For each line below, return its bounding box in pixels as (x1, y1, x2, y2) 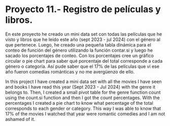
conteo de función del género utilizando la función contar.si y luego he (5, 47, 153, 53)
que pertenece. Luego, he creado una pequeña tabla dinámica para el (5, 41, 151, 48)
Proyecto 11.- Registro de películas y (5, 4, 161, 15)
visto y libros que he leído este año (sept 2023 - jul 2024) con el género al (5, 36, 161, 43)
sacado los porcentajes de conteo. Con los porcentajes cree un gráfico (5, 52, 154, 59)
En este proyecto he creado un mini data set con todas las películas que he (5, 31, 162, 37)
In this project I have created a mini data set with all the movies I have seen (5, 78, 162, 85)
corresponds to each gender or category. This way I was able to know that (5, 105, 161, 111)
